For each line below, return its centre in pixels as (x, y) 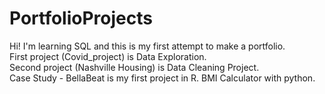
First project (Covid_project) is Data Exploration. (108, 56)
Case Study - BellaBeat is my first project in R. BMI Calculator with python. (162, 78)
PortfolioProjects (81, 18)
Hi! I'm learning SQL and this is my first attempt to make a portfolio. (147, 46)
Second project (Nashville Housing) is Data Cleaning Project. (134, 67)
